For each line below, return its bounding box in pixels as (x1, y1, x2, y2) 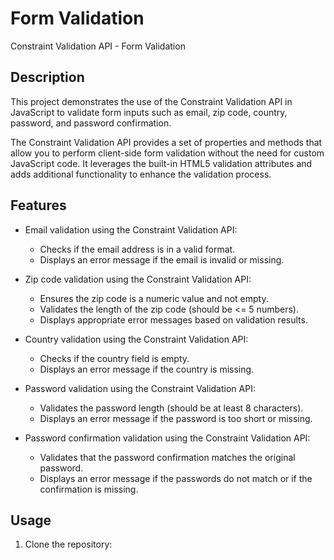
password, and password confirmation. (10, 117, 172, 129)
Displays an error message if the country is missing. (39, 363, 255, 375)
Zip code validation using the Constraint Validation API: (24, 273, 252, 285)
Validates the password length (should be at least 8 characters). (39, 402, 304, 414)
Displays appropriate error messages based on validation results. (39, 313, 308, 326)
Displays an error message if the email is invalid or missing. (39, 253, 285, 266)
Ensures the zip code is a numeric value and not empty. (39, 292, 269, 304)
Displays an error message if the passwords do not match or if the (39, 472, 313, 484)
